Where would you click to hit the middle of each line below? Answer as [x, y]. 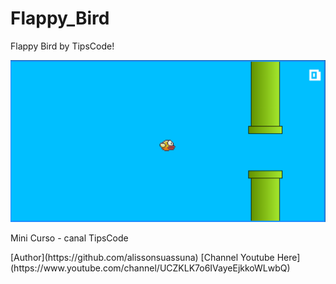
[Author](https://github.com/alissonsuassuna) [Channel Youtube [142, 257]
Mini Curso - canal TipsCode [69, 238]
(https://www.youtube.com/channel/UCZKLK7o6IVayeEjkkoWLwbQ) [150, 268]
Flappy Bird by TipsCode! [62, 46]
